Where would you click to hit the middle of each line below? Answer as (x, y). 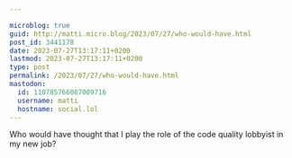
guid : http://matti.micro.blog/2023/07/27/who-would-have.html (131, 34)
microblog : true (40, 25)
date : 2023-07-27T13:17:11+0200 (70, 50)
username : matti (48, 101)
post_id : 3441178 (42, 42)
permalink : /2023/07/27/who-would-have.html (94, 76)
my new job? (33, 144)
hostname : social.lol (58, 109)
